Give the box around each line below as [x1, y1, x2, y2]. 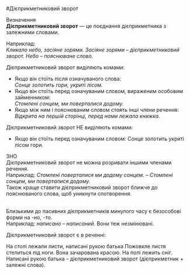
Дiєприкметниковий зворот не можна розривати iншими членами [6, 159, 172, 166]
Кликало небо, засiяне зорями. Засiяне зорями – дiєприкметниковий [6, 46, 179, 53]
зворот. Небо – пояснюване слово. [6, 53, 94, 59]
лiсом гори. [14, 142, 44, 148]
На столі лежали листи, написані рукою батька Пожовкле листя [6, 243, 166, 249]
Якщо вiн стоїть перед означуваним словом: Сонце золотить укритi [14, 135, 184, 142]
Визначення [6, 16, 36, 23]
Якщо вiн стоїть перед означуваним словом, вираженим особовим [14, 88, 183, 94]
